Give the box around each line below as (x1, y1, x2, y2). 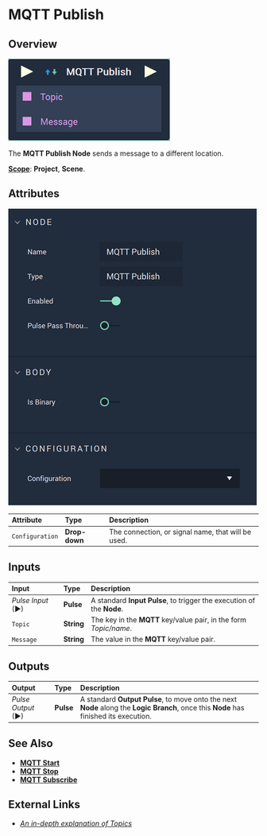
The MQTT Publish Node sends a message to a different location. (8, 149, 224, 158)
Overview (8, 37, 58, 51)
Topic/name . (91, 623, 133, 633)
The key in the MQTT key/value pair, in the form (91, 614, 247, 625)
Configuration (11, 532, 59, 541)
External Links (8, 797, 81, 811)
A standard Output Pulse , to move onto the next (79, 695, 237, 704)
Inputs (8, 560, 41, 574)
